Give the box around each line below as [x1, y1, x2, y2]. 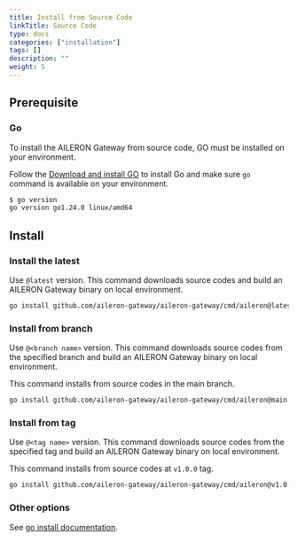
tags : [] [9, 46, 42, 55]
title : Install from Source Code [9, 12, 133, 22]
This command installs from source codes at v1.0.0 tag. [9, 463, 215, 474]
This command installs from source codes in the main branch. [9, 379, 235, 389]
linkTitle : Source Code [9, 21, 98, 30]
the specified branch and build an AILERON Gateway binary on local [9, 352, 258, 363]
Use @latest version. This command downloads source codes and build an [9, 275, 283, 285]
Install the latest [9, 255, 80, 267]
